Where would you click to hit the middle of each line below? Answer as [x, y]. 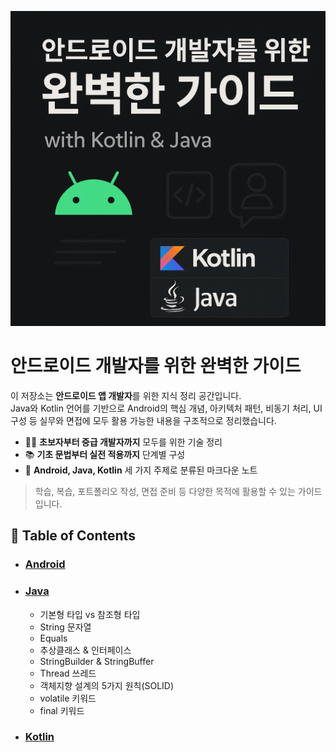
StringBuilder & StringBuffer [97, 661]
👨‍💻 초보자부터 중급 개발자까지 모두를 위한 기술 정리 [123, 442]
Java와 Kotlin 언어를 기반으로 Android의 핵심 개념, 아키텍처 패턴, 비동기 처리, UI [166, 408]
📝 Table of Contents [73, 536]
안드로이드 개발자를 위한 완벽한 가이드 [156, 366]
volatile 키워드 [68, 698]
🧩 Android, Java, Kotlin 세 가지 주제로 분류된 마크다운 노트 [141, 470]
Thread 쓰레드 [68, 673]
